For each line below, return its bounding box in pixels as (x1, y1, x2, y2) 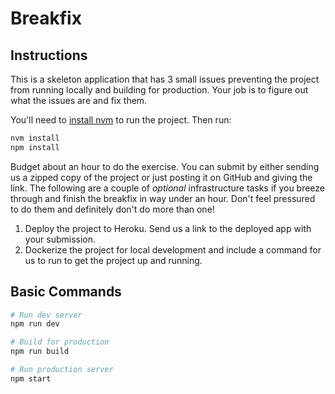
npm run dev (10, 319, 60, 329)
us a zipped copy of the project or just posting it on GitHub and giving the (10, 171, 313, 183)
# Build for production (10, 337, 110, 347)
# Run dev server (10, 310, 83, 320)
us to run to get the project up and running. (24, 254, 203, 266)
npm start (10, 373, 52, 384)
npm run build (10, 347, 70, 357)
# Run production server (10, 365, 114, 375)
